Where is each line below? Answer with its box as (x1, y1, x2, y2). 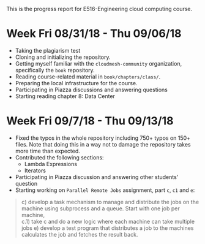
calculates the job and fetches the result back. (21, 231, 138, 238)
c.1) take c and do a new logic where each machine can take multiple (21, 218, 195, 225)
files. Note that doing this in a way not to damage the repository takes (15, 140, 191, 148)
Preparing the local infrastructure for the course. (15, 79, 138, 86)
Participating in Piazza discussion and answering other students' (15, 173, 179, 180)
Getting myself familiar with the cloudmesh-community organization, (15, 59, 182, 67)
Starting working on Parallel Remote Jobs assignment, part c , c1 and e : (15, 186, 195, 194)
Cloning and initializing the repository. (15, 53, 111, 61)
